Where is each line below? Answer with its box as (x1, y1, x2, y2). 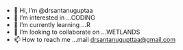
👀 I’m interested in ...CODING (13, 14, 96, 22)
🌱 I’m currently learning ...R (13, 21, 90, 28)
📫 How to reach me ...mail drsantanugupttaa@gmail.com (13, 36, 176, 43)
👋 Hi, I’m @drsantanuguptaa (13, 7, 93, 14)
